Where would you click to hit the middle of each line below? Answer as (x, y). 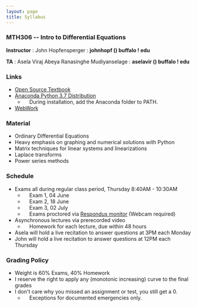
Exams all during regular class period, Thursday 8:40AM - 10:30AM (96, 189)
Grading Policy (27, 260)
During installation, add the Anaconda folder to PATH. (94, 102)
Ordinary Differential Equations (52, 136)
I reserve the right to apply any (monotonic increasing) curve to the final (101, 279)
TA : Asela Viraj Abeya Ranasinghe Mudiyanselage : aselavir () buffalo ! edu (98, 62)
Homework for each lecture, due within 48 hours (88, 226)
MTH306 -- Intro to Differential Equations (66, 37)
